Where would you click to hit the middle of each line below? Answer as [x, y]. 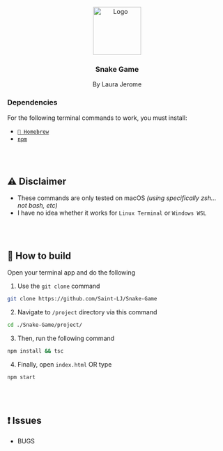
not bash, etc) [37, 206]
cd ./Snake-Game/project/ [45, 325]
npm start [22, 377]
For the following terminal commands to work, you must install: [97, 118]
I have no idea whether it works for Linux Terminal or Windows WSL [112, 213]
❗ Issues [24, 421]
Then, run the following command [66, 338]
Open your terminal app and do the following [71, 273]
